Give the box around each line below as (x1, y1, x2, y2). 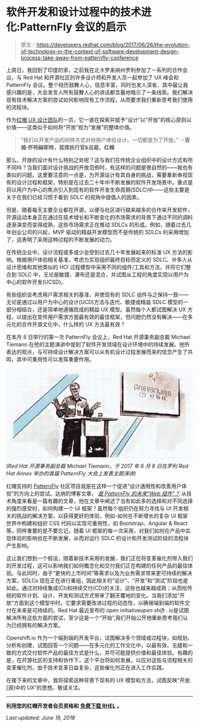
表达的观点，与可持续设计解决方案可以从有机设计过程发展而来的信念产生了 (6, 348, 188, 355)
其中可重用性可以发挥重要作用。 (16, 355, 95, 363)
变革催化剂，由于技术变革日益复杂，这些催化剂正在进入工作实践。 (6, 664, 167, 671)
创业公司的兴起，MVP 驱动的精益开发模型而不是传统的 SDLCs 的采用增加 (11, 228, 190, 236)
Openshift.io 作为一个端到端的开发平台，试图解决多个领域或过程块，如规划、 (6, 634, 193, 641)
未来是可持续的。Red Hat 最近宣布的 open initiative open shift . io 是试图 (16, 606, 190, 613)
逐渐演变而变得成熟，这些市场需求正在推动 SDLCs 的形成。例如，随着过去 (6, 221, 187, 228)
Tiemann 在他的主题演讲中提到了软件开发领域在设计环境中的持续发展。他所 (6, 340, 190, 348)
